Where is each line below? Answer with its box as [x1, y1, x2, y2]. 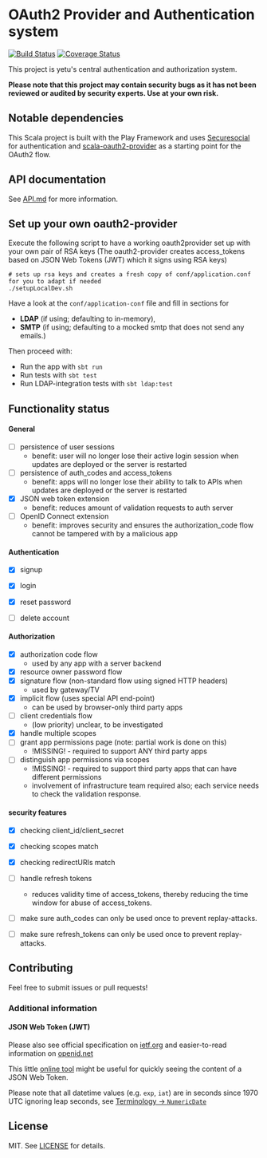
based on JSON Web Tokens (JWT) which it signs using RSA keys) [8, 255, 227, 265]
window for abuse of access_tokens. [31, 898, 153, 907]
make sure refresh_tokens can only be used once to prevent [19, 929, 218, 939]
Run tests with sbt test [19, 370, 97, 380]
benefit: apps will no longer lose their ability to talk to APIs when [31, 477, 243, 487]
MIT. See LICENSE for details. [8, 1140, 106, 1150]
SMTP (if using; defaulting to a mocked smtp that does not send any [19, 322, 245, 332]
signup [19, 565, 43, 575]
